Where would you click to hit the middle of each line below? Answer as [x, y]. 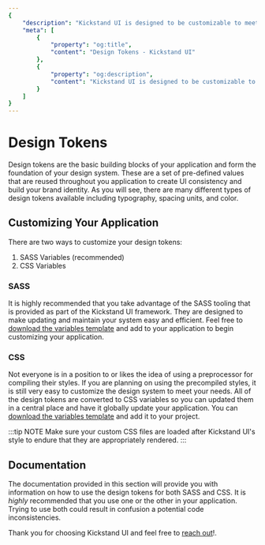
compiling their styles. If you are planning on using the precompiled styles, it [132, 383]
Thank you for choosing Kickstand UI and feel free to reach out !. [112, 533]
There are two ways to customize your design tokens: [95, 242]
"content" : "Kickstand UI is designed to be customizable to [153, 81]
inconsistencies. [35, 517]
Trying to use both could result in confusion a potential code [106, 509]
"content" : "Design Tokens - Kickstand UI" [123, 52]
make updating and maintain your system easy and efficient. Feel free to [125, 320]
